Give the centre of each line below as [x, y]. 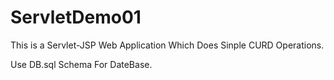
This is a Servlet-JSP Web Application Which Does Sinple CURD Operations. [167, 45]
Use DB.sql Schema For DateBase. [81, 64]
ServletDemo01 [76, 17]
